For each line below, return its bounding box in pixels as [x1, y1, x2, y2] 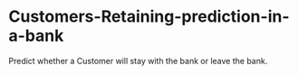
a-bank [8, 25, 64, 46]
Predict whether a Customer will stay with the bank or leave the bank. [8, 55, 268, 66]
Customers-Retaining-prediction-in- [8, 6, 291, 27]
